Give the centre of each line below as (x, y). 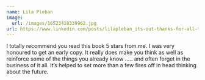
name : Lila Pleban (30, 12)
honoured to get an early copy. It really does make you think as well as (95, 53)
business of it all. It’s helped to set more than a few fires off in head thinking (102, 65)
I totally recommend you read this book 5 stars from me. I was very (91, 46)
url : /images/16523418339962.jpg (54, 23)
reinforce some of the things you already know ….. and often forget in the (98, 59)
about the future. (27, 72)
